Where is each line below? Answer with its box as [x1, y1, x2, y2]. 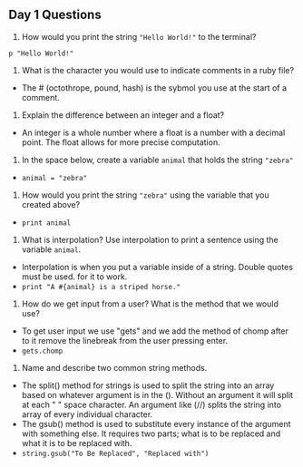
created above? [21, 199, 81, 209]
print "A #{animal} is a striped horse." [21, 282, 181, 291]
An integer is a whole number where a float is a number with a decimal [21, 127, 286, 138]
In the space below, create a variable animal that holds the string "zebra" [21, 154, 294, 165]
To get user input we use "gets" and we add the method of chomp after [21, 326, 289, 336]
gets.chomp [21, 346, 64, 355]
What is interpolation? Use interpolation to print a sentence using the [21, 234, 279, 245]
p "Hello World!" [8, 49, 74, 58]
